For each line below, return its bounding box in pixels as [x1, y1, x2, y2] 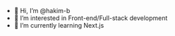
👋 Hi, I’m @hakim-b [13, 7, 71, 15]
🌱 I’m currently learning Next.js [13, 21, 104, 29]
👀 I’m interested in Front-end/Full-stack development [13, 14, 168, 22]
